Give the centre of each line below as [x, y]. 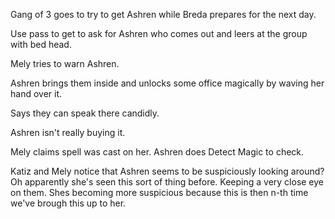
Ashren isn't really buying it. [68, 132]
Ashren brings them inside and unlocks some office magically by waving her [167, 83]
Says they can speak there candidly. [85, 113]
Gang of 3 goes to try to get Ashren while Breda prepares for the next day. [163, 14]
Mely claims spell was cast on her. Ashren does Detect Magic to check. [157, 152]
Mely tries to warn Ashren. [65, 63]
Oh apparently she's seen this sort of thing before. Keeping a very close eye [167, 182]
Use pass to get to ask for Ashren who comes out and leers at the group [159, 33]
